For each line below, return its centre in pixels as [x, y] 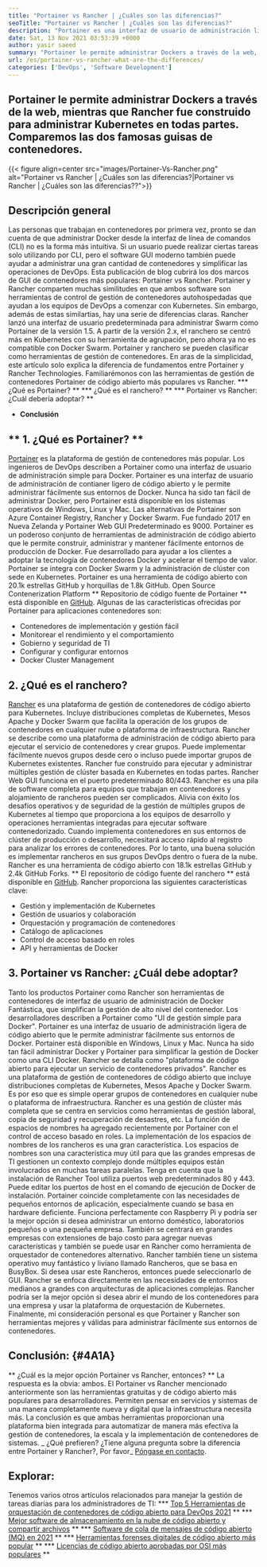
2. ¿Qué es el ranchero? [68, 685]
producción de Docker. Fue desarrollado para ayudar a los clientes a [120, 552]
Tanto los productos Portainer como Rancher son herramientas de [116, 992]
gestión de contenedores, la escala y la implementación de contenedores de [133, 1434]
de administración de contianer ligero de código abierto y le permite [120, 484]
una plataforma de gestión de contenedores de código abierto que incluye [130, 1077]
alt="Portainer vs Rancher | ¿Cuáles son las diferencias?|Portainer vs [121, 177]
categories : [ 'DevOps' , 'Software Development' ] [90, 68]
